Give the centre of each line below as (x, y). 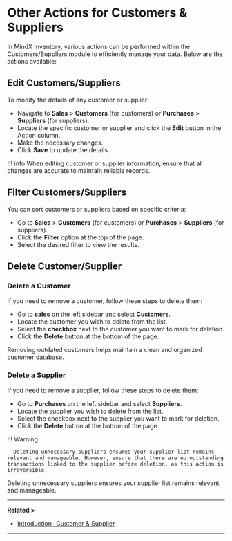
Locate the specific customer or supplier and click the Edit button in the (119, 128)
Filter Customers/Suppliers (67, 193)
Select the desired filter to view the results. (78, 244)
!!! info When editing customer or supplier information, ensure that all (105, 163)
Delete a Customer (39, 286)
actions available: (32, 61)
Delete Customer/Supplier (65, 266)
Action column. (39, 135)
